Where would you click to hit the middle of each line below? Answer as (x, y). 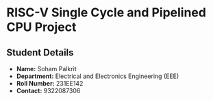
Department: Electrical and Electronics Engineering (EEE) (98, 76)
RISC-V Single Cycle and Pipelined (106, 13)
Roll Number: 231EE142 (50, 83)
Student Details (40, 52)
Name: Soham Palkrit (46, 69)
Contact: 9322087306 (48, 91)
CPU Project (41, 27)
